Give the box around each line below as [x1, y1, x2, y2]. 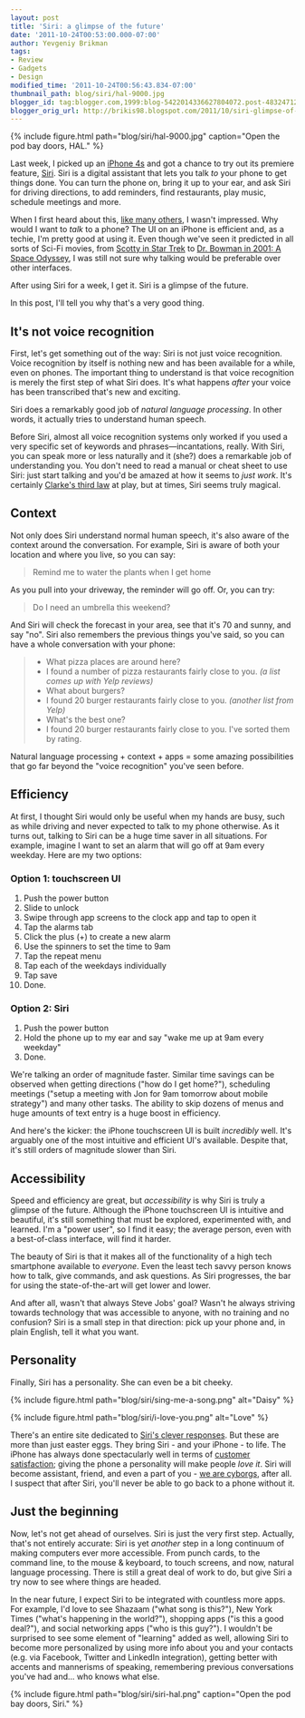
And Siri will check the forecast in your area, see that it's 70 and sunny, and [10, 619, 291, 630]
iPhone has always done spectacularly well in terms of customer [10, 1449, 251, 1459]
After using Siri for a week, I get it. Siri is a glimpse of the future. [10, 280, 249, 291]
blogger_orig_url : [10, 106, 80, 115]
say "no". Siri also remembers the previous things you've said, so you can [10, 629, 285, 639]
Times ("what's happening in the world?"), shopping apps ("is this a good [10, 1613, 284, 1624]
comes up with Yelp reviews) [45, 675, 154, 686]
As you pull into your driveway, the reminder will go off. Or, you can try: [10, 584, 275, 595]
